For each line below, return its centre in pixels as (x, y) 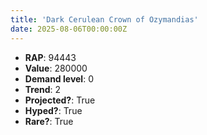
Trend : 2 (43, 89)
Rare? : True (49, 121)
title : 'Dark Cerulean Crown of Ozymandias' (104, 19)
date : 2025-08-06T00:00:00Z (69, 29)
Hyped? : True (53, 110)
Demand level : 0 (59, 78)
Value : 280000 (56, 68)
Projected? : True (60, 100)
